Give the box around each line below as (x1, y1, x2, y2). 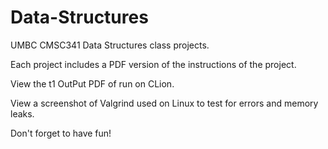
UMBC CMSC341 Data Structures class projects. (10, 39, 210, 51)
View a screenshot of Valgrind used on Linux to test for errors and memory (10, 97, 319, 109)
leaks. (10, 107, 35, 120)
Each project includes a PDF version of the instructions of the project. (10, 58, 297, 70)
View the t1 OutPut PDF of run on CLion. (10, 77, 175, 90)
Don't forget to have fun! (10, 127, 112, 139)
